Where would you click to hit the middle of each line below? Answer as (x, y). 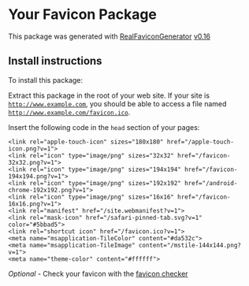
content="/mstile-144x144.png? (190, 245)
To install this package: (46, 80)
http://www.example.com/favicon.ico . (69, 112)
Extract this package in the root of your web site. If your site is (109, 95)
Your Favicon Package (83, 15)
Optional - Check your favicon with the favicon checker (98, 273)
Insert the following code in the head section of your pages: (104, 127)
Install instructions (55, 61)
